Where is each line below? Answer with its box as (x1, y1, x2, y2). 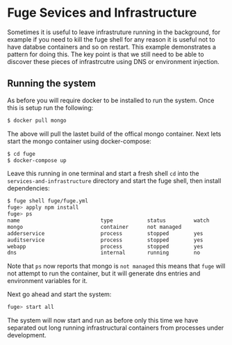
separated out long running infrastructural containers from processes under (7, 323, 224, 332)
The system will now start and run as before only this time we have (7, 316, 199, 325)
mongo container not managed (7, 223, 182, 230)
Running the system (7, 78, 96, 90)
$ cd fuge (7, 150, 36, 157)
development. (7, 331, 47, 339)
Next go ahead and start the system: (7, 290, 112, 298)
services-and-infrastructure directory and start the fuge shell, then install (7, 177, 222, 185)
